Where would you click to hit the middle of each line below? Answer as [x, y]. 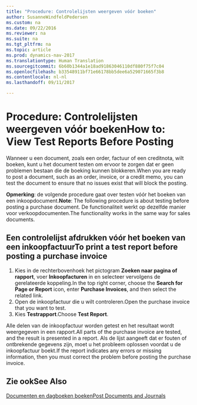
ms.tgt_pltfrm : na [29, 45]
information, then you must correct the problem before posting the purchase [98, 357]
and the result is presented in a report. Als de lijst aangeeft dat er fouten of [96, 338]
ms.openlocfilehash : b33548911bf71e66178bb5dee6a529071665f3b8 [85, 72]
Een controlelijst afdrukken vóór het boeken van [96, 238]
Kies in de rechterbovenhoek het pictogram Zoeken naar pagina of [96, 270]
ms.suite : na [22, 39]
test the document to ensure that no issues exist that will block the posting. [97, 183]
